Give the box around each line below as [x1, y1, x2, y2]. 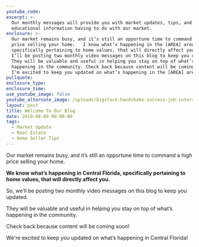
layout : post [6, 102, 38, 108]
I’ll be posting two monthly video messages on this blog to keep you [11, 53, 190, 59]
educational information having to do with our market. [11, 25, 152, 31]
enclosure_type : [6, 81, 46, 86]
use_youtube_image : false [6, 91, 70, 97]
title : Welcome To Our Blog [6, 108, 76, 114]
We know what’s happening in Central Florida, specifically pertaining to [6, 169, 186, 177]
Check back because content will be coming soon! [6, 223, 130, 230]
